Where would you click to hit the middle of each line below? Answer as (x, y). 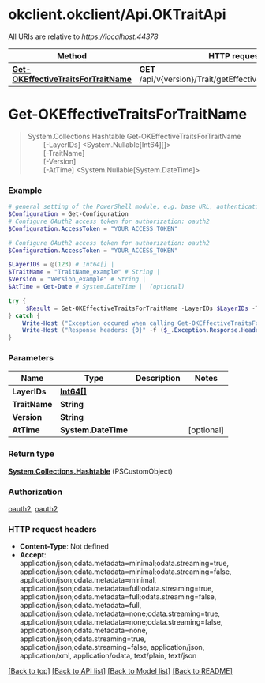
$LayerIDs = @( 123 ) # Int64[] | (61, 265)
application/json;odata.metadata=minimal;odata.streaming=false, (125, 572)
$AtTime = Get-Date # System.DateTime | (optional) (97, 287)
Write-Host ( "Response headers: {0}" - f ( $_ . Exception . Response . (132, 330)
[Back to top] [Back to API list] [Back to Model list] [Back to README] (120, 671)
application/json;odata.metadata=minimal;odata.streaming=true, (124, 564)
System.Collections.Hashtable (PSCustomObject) (91, 471)
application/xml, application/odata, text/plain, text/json (108, 656)
